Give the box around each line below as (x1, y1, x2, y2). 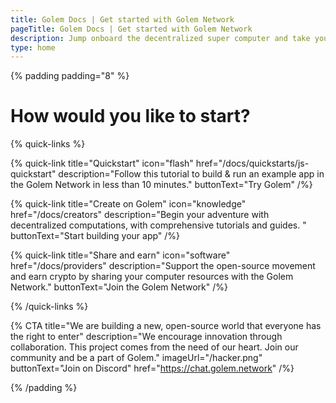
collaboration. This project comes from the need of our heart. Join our (10, 341, 299, 353)
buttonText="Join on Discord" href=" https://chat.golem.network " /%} (10, 362, 295, 375)
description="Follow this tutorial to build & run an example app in (58, 168, 325, 180)
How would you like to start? (10, 105, 251, 128)
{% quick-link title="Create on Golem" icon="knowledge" (10, 198, 247, 210)
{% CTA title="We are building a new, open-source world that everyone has (10, 320, 322, 332)
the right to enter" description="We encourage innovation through (10, 331, 283, 343)
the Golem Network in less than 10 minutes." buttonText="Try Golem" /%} (10, 179, 313, 191)
